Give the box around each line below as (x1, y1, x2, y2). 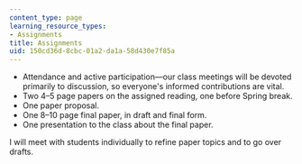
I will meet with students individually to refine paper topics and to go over (9, 137, 282, 148)
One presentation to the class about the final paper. (22, 119, 214, 131)
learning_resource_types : (9, 22, 106, 31)
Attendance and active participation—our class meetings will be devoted (22, 71, 292, 82)
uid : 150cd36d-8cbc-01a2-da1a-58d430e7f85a (9, 47, 176, 56)
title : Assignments (9, 38, 83, 48)
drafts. (9, 146, 34, 158)
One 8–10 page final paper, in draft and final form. (22, 110, 207, 121)
